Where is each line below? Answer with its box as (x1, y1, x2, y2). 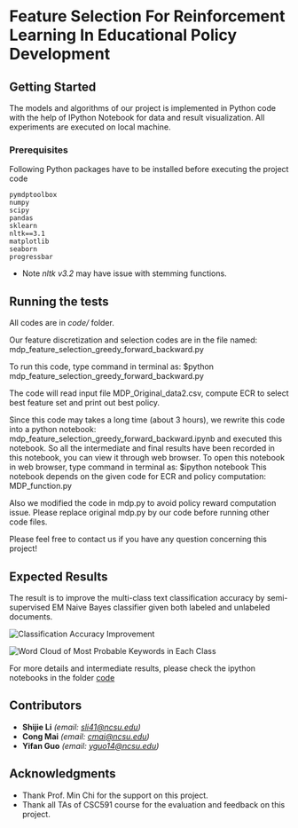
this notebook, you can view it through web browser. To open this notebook (9, 453, 286, 463)
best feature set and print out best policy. (9, 398, 161, 408)
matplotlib (9, 237, 50, 246)
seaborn (9, 245, 38, 254)
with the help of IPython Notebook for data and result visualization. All (9, 113, 265, 122)
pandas (9, 214, 34, 223)
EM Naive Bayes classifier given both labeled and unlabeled (51, 602, 271, 612)
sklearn (9, 222, 38, 231)
